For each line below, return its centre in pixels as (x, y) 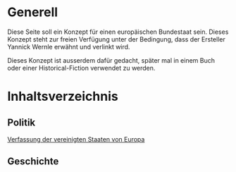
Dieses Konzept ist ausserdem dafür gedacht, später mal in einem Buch (111, 60)
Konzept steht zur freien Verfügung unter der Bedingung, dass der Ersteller (116, 39)
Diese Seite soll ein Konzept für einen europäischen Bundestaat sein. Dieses (118, 32)
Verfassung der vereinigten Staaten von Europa (76, 139)
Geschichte (33, 162)
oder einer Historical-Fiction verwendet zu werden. (81, 68)
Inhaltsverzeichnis (63, 97)
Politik (21, 122)
